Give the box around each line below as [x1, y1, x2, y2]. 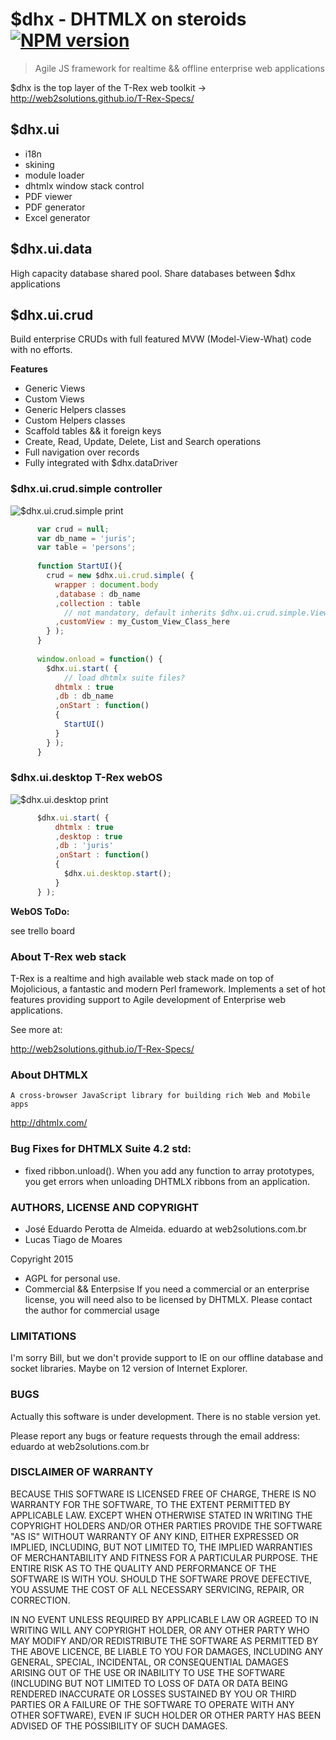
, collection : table [54, 598, 141, 608]
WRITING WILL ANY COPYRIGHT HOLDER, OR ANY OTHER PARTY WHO [10, 1624, 310, 1636]
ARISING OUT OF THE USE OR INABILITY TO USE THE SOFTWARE [10, 1666, 286, 1678]
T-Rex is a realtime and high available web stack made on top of [10, 973, 275, 985]
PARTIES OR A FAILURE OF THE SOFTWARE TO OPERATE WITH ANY [10, 1698, 295, 1710]
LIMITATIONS [10, 1329, 77, 1343]
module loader [24, 169, 85, 181]
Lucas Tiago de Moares [24, 1233, 123, 1245]
